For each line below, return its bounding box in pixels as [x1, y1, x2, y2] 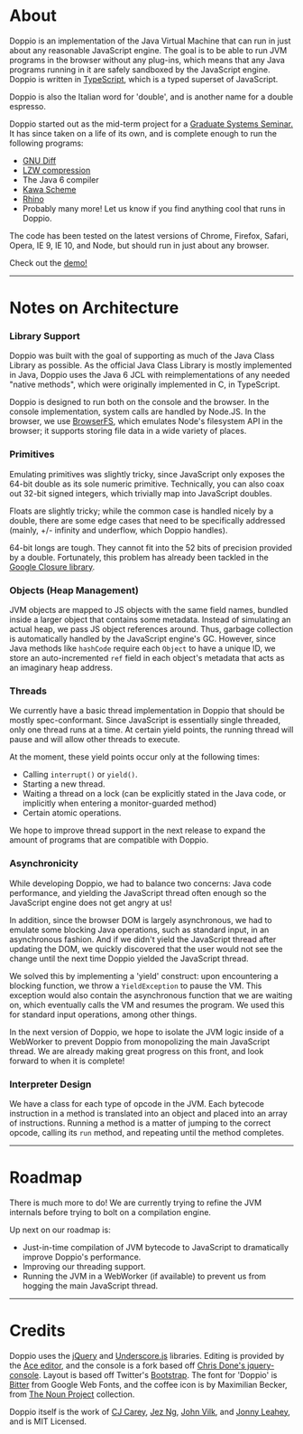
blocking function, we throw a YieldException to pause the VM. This [9, 980, 262, 991]
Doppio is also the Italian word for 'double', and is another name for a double [9, 91, 294, 102]
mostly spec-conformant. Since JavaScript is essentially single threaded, [9, 715, 281, 726]
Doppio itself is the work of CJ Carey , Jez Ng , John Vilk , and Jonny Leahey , [9, 1406, 291, 1417]
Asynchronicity [9, 857, 79, 870]
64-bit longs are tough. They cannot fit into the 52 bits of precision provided [9, 542, 293, 552]
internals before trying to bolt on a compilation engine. [9, 1206, 212, 1217]
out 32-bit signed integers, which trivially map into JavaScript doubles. [9, 487, 272, 498]
